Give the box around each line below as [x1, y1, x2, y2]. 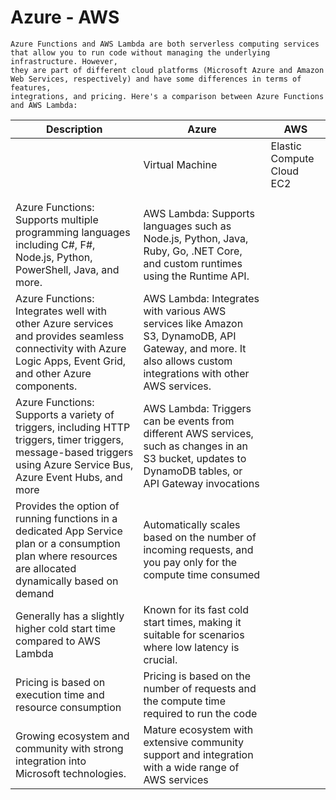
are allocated [15, 561, 77, 575]
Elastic [270, 139, 302, 153]
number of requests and [143, 681, 257, 695]
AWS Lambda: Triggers [143, 401, 252, 415]
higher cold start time [15, 621, 116, 635]
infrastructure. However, [10, 56, 118, 66]
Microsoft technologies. [15, 766, 127, 780]
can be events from [143, 414, 235, 428]
